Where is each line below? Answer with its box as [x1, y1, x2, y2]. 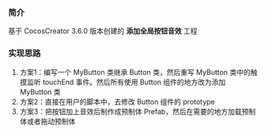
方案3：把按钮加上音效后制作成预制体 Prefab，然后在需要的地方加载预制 [19, 106, 256, 116]
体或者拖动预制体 [19, 116, 76, 126]
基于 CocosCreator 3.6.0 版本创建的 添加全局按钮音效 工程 [8, 26, 198, 36]
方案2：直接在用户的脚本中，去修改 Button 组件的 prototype [19, 97, 215, 106]
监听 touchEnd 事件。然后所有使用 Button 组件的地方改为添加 [26, 77, 226, 87]
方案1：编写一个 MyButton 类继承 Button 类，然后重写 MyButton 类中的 [19, 67, 251, 76]
